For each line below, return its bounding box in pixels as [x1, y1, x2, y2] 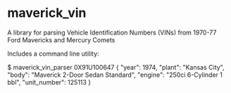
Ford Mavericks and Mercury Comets [7, 35, 115, 44]
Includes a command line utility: [7, 49, 100, 58]
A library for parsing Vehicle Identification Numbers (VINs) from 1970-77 [7, 28, 217, 37]
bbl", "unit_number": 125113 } [7, 77, 92, 86]
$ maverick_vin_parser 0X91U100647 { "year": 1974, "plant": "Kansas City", [7, 63, 225, 71]
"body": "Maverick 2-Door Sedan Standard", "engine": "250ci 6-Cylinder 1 [7, 70, 223, 79]
